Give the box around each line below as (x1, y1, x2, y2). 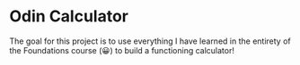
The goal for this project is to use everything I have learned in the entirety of (9, 36, 291, 46)
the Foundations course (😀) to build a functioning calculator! (9, 45, 235, 55)
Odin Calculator (9, 6, 128, 27)
